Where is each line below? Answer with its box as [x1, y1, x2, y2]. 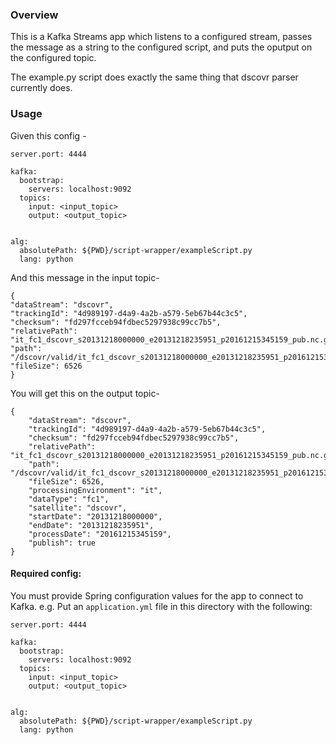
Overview [10, 8, 59, 22]
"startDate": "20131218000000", [28, 511, 163, 522]
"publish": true [28, 538, 97, 548]
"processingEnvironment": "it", [28, 485, 163, 495]
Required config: [10, 568, 82, 580]
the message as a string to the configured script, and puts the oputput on [10, 41, 313, 53]
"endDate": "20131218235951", [28, 520, 155, 530]
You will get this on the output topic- [10, 387, 160, 399]
